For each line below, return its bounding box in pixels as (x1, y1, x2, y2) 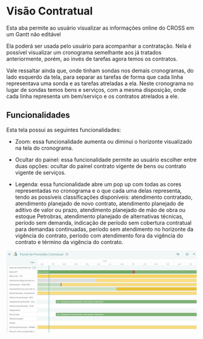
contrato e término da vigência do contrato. (14, 238, 124, 245)
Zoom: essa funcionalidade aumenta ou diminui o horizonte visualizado (14, 138, 192, 145)
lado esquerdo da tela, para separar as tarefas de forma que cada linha (6, 73, 183, 80)
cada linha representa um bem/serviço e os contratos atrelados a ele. (6, 92, 179, 100)
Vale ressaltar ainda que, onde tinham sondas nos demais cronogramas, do (6, 66, 194, 74)
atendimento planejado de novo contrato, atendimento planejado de (14, 199, 184, 207)
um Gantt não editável (6, 30, 62, 37)
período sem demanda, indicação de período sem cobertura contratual (14, 219, 192, 226)
